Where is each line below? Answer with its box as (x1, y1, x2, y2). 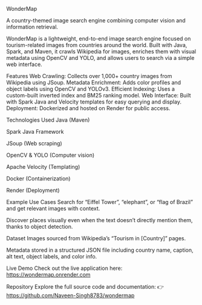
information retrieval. (6, 24, 59, 30)
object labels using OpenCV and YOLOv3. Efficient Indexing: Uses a (6, 85, 175, 93)
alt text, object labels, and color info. (6, 253, 97, 260)
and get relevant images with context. (6, 205, 100, 212)
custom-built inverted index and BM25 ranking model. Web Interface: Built (6, 92, 192, 99)
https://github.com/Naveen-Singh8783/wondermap (6, 292, 135, 299)
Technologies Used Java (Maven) (6, 116, 90, 123)
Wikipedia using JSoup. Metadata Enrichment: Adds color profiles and (6, 79, 181, 86)
